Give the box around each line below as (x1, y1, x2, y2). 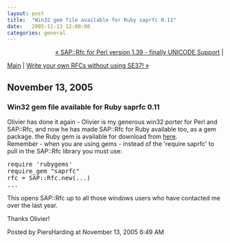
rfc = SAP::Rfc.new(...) (7, 173, 91, 182)
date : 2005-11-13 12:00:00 (7, 23, 91, 30)
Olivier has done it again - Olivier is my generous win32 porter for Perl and (7, 118, 218, 126)
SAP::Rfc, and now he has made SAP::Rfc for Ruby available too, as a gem (7, 125, 216, 133)
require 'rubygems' (7, 160, 73, 168)
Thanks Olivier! (7, 214, 50, 222)
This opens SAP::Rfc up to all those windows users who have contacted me (7, 193, 221, 202)
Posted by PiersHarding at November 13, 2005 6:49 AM (7, 228, 165, 236)
